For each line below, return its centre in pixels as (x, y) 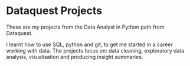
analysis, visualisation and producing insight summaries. (75, 57)
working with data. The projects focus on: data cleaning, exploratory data (95, 50)
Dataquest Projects (54, 11)
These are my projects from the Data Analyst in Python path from (85, 27)
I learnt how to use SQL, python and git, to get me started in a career (89, 44)
